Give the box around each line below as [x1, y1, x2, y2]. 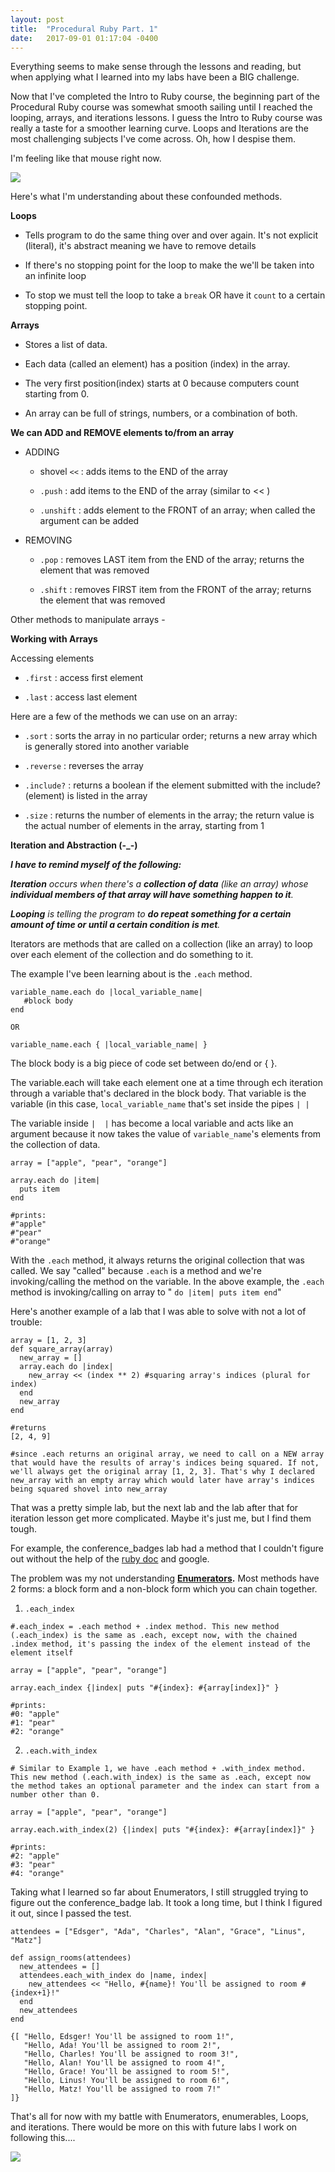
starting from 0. [24, 388, 90, 400]
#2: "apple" [10, 1851, 60, 1861]
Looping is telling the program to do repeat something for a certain [10, 908, 292, 920]
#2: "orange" [10, 1727, 65, 1737]
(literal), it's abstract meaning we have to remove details [24, 240, 257, 252]
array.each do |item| [10, 1176, 101, 1186]
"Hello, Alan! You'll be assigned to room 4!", [23, 2058, 226, 2068]
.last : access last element [24, 691, 138, 703]
